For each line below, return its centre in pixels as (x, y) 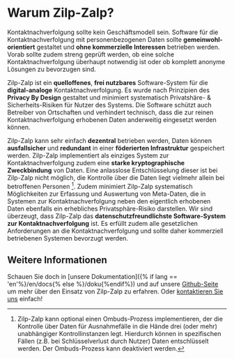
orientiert (21, 47)
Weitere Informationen (57, 260)
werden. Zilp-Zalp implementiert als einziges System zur (88, 155)
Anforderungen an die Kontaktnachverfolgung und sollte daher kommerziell (115, 231)
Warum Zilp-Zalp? (61, 13)
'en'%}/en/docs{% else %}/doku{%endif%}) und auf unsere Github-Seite (113, 284)
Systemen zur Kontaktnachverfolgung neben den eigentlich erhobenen (109, 201)
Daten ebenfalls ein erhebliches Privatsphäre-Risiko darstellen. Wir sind (110, 208)
